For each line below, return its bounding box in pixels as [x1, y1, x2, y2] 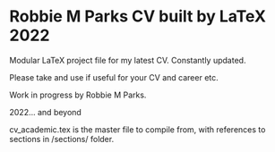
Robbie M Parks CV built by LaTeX [9, 6, 267, 27]
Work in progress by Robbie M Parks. [9, 89, 147, 100]
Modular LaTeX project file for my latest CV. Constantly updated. [9, 55, 246, 65]
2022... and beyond [9, 106, 82, 117]
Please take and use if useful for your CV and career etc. [9, 72, 219, 82]
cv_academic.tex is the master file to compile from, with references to [9, 123, 266, 135]
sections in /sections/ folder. [9, 133, 115, 144]
